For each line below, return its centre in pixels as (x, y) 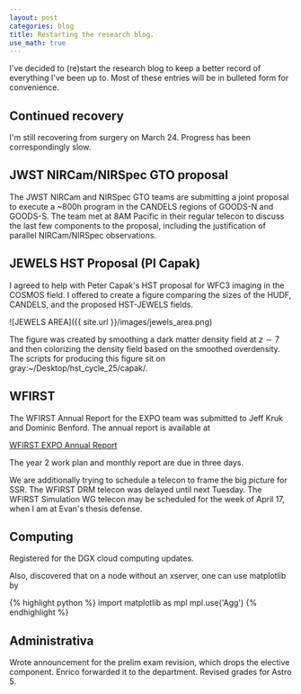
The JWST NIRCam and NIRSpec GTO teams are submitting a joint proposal (149, 197)
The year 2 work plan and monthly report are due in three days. (127, 462)
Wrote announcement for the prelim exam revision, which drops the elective (150, 662)
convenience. (35, 87)
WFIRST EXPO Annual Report (63, 445)
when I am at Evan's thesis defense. (76, 509)
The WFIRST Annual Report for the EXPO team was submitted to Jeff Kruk (146, 418)
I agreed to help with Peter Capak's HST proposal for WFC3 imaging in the (147, 285)
